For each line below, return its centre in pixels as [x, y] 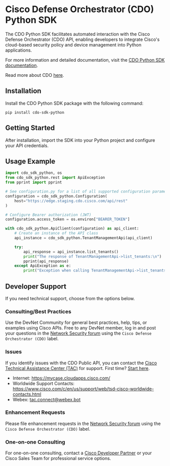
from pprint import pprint [34, 182]
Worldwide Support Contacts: [44, 383]
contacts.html [27, 394]
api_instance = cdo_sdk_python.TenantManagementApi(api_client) [83, 238]
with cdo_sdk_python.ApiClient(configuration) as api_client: [72, 228]
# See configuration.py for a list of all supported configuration [78, 192]
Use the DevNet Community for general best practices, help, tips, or [76, 322]
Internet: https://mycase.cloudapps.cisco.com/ [61, 378]
